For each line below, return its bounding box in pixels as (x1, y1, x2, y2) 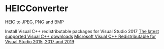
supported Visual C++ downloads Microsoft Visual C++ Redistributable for (5, 33, 156, 39)
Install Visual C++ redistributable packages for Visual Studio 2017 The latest (5, 28, 159, 34)
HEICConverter (5, 3, 68, 14)
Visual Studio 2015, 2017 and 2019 (5, 38, 75, 44)
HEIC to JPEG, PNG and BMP (5, 19, 64, 25)
